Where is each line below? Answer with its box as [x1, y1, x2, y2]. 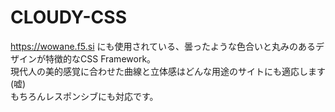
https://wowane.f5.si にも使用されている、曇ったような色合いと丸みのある [10, 40, 317, 52]
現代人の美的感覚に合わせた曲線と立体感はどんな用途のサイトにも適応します [10, 65, 326, 77]
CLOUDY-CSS [10, 6, 127, 29]
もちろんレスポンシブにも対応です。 [10, 90, 159, 102]
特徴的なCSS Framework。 [44, 52, 157, 65]
